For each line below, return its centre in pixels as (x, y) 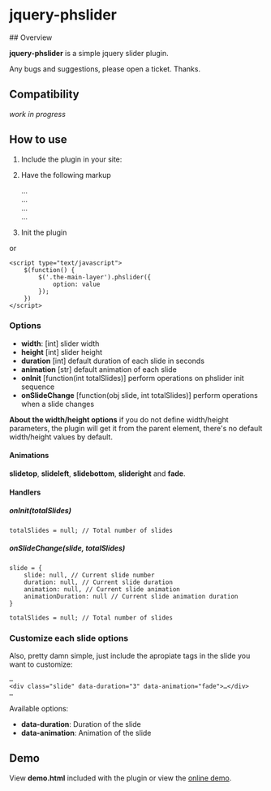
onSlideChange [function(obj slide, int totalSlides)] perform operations (139, 395)
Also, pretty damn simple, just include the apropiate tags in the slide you (130, 655)
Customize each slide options (69, 638)
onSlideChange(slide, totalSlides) (67, 548)
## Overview (31, 37)
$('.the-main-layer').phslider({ (95, 277)
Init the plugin (44, 232)
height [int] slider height (62, 352)
